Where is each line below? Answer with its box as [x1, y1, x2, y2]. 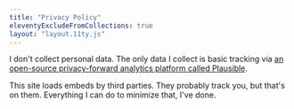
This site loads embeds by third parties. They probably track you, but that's [9, 81, 285, 91]
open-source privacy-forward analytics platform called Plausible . [9, 63, 248, 74]
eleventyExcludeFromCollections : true [9, 21, 153, 30]
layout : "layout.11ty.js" [9, 29, 105, 38]
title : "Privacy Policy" [9, 12, 102, 22]
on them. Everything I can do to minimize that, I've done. [9, 90, 216, 100]
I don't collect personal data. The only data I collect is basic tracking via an [9, 54, 284, 65]
